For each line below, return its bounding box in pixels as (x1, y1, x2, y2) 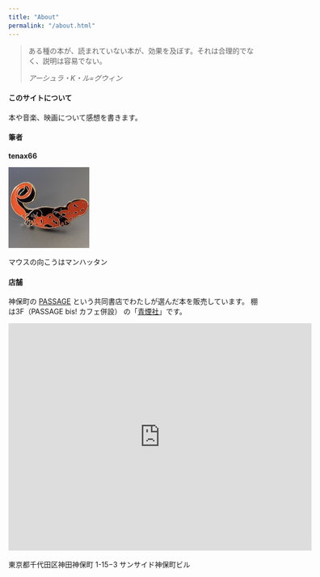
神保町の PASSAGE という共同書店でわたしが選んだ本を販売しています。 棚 (8, 297, 259, 306)
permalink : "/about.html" (8, 21, 95, 30)
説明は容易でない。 (42, 56, 107, 65)
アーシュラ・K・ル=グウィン (27, 73, 123, 82)
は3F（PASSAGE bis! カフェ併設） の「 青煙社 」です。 (8, 307, 187, 317)
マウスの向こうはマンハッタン (8, 257, 107, 267)
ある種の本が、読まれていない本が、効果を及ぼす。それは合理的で (27, 45, 247, 56)
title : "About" (8, 13, 60, 21)
